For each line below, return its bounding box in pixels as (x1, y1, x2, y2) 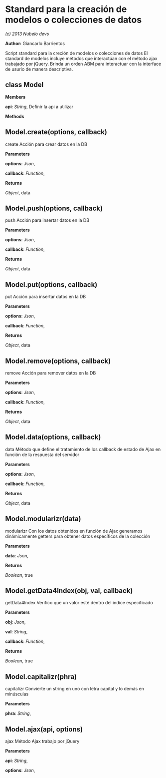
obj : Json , (5, 619, 26, 625)
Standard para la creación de (5, 4, 127, 15)
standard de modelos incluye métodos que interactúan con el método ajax (5, 55, 158, 61)
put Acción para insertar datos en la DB (5, 294, 86, 300)
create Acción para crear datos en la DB (5, 141, 87, 147)
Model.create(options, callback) (5, 128, 107, 136)
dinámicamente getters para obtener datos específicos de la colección (5, 533, 151, 539)
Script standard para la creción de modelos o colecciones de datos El (5, 50, 148, 56)
